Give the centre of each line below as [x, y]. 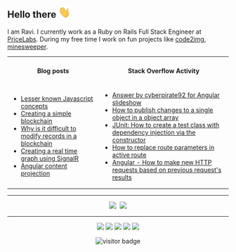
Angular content [44, 166]
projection [35, 174]
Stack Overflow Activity [164, 71]
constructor [129, 139]
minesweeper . [28, 46]
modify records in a [49, 136]
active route [129, 155]
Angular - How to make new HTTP [162, 162]
